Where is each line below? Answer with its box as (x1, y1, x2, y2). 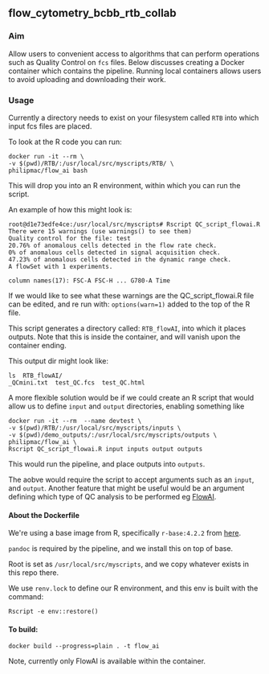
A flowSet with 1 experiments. (8, 262, 113, 270)
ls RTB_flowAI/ (8, 372, 63, 380)
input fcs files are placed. (8, 121, 92, 131)
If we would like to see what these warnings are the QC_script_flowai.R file (8, 290, 255, 300)
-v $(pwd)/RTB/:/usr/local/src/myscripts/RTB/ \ (8, 159, 174, 167)
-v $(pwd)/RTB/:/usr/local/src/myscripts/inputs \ (8, 424, 181, 432)
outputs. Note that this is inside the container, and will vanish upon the (8, 331, 241, 341)
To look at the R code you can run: (8, 137, 122, 146)
